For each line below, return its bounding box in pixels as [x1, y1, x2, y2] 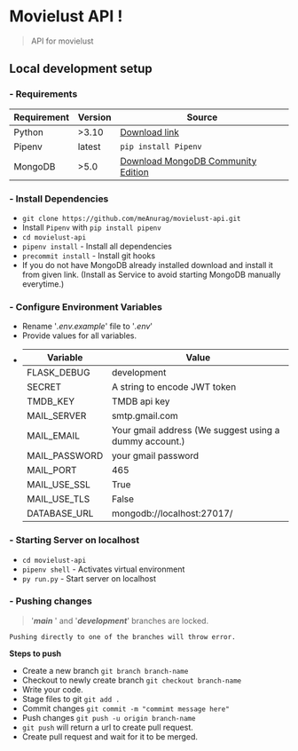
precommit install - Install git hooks [21, 250, 156, 261]
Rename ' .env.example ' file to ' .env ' [21, 321, 153, 332]
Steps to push [9, 648, 62, 659]
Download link [119, 126, 180, 138]
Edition [119, 166, 149, 178]
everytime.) [21, 278, 65, 289]
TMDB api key [111, 395, 170, 407]
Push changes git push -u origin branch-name [21, 712, 196, 723]
